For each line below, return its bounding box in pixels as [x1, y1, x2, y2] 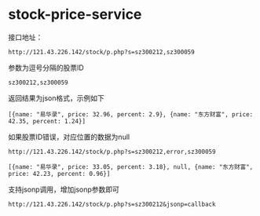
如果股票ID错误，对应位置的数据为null [8, 132, 130, 141]
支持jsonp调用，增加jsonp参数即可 [8, 185, 120, 194]
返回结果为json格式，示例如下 [8, 93, 104, 103]
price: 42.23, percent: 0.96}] [8, 170, 111, 178]
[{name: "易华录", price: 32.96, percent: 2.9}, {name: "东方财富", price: [8, 110, 254, 119]
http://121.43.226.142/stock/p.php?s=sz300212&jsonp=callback [8, 200, 216, 208]
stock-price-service [8, 5, 142, 24]
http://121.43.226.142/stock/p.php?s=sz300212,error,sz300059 [8, 148, 216, 156]
